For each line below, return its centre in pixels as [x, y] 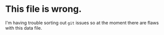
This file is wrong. [43, 9]
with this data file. [24, 28]
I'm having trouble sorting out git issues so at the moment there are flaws [82, 23]
